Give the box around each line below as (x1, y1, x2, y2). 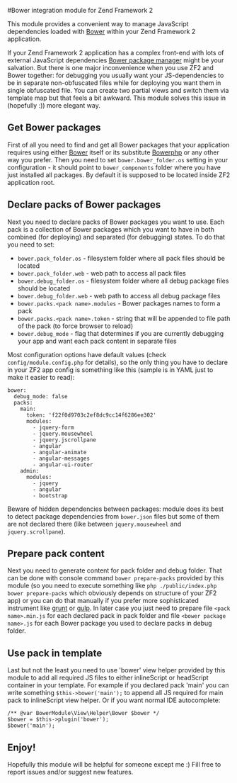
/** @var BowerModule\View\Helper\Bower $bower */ (7, 710, 160, 717)
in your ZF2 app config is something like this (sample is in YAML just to (7, 365, 214, 374)
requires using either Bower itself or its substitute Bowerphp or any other (7, 148, 219, 157)
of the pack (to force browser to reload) (17, 322, 134, 330)
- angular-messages (33, 455, 91, 462)
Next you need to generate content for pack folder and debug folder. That (7, 566, 223, 575)
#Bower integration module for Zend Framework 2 (7, 6, 154, 14)
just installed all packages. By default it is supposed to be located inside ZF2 (7, 170, 231, 179)
